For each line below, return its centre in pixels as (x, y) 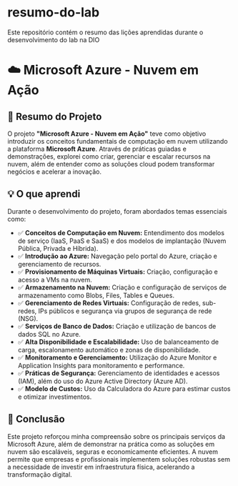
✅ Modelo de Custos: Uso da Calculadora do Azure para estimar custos (124, 388)
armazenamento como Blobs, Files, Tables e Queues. (96, 295)
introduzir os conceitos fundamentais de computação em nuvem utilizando (118, 141)
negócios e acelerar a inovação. (55, 172)
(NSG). (28, 318)
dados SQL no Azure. (49, 334)
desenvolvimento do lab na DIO (54, 39)
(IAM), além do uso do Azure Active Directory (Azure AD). (103, 381)
